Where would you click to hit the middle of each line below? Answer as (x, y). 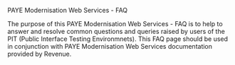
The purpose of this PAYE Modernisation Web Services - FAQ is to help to (115, 24)
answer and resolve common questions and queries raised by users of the (116, 31)
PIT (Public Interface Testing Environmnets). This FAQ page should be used (118, 39)
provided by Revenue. (40, 54)
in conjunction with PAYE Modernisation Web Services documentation (110, 46)
